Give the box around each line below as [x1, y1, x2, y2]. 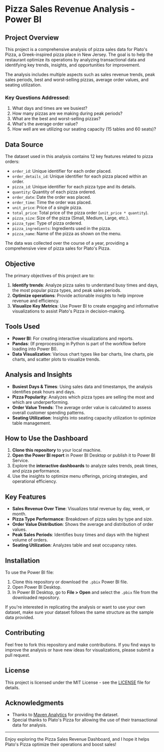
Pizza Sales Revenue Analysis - [5, 3, 135, 15]
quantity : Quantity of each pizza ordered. [12, 189, 96, 195]
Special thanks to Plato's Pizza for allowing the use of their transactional [12, 717, 158, 723]
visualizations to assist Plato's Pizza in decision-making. [12, 308, 125, 314]
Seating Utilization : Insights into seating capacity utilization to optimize [12, 415, 156, 420]
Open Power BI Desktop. [12, 584, 62, 590]
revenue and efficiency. [12, 298, 60, 304]
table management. [12, 420, 51, 426]
